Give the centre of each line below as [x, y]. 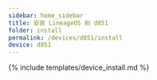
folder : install [35, 30]
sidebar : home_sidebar [46, 15]
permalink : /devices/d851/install [66, 38]
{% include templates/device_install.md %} [79, 67]
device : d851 [30, 45]
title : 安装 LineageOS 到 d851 [59, 23]
